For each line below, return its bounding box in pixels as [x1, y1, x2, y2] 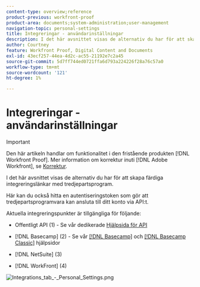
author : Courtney [6, 42, 49, 48]
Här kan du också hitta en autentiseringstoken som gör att [6, 192, 149, 199]
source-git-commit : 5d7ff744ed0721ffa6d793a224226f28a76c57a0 [6, 58, 164, 64]
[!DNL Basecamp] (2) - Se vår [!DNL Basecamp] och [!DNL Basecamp [14, 233, 186, 240]
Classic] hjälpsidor [14, 239, 61, 247]
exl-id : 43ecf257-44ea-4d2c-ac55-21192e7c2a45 [6, 53, 124, 59]
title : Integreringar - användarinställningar [6, 31, 124, 37]
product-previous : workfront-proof [6, 14, 95, 20]
